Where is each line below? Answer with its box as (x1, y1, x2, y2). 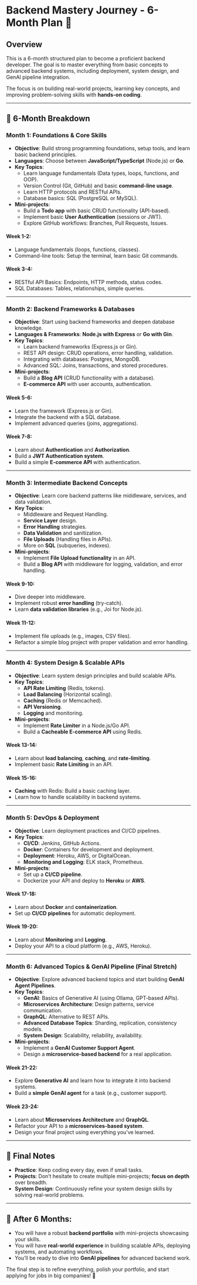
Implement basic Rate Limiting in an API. (14, 761, 113, 767)
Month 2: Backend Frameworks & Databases (6, 305, 135, 313)
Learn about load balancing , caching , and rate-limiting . (14, 755, 151, 762)
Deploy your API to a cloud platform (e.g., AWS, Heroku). (14, 942, 152, 949)
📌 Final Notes (6, 1151, 56, 1161)
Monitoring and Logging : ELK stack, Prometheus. (23, 858, 144, 865)
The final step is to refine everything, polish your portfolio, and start (6, 1266, 169, 1273)
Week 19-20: (6, 923, 38, 930)
